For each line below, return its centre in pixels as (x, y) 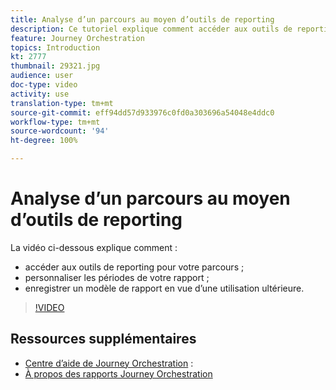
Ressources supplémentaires (103, 339)
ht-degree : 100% (44, 141)
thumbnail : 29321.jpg (55, 66)
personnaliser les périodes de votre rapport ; (117, 277)
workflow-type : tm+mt (55, 122)
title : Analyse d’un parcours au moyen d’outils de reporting (142, 19)
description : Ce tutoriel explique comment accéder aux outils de (151, 29)
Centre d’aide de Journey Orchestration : (109, 363)
